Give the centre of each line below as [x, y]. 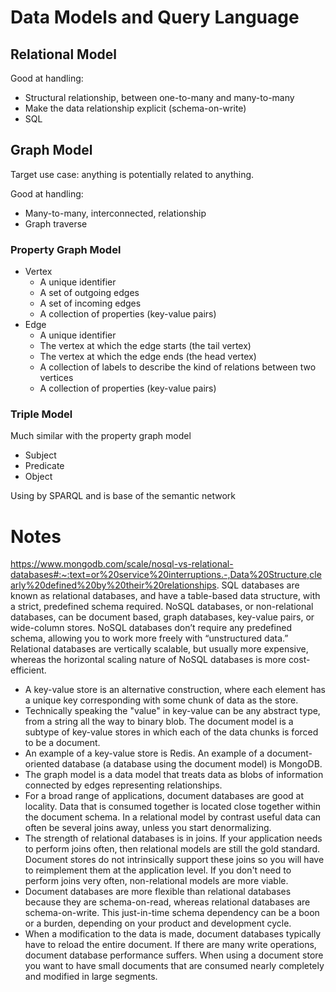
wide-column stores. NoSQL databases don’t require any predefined [151, 628]
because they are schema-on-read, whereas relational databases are [167, 902]
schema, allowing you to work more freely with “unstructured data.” [149, 638]
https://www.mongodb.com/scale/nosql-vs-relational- [122, 564]
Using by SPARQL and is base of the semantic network [123, 496]
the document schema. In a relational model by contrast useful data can [173, 817]
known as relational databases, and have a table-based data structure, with [165, 596]
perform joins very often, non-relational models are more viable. [156, 881]
